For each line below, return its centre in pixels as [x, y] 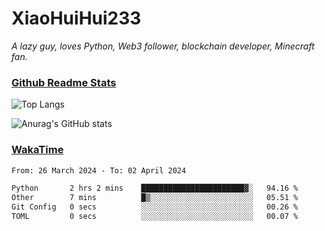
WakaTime [37, 150]
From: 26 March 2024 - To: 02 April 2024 [99, 170]
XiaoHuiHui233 [76, 18]
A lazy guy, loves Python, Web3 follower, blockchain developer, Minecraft [163, 46]
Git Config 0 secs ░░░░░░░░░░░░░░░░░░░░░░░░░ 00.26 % [155, 207]
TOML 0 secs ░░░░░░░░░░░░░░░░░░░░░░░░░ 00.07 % [155, 217]
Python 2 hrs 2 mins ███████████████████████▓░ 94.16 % [155, 188]
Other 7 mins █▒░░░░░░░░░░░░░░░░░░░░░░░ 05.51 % [155, 198]
